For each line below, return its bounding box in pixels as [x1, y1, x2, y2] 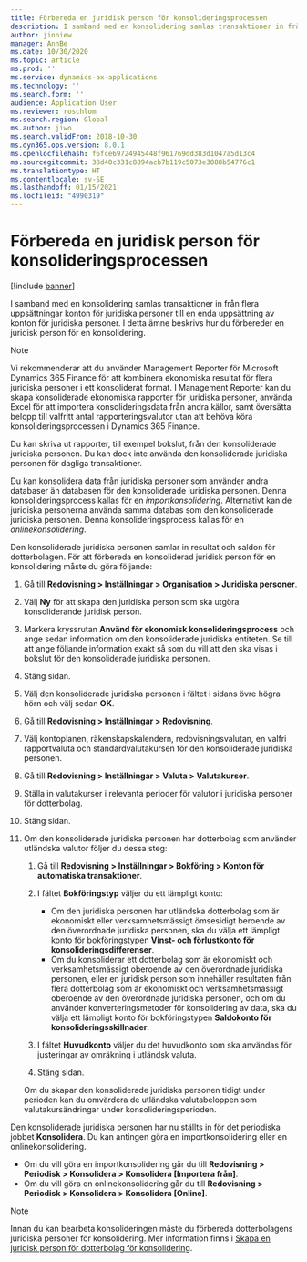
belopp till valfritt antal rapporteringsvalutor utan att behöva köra [10, 411, 253, 422]
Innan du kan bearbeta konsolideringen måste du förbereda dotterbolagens [10, 1223, 293, 1234]
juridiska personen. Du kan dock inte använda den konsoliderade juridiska [10, 448, 288, 459]
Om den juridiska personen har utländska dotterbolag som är [50, 905, 280, 916]
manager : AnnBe [10, 38, 68, 48]
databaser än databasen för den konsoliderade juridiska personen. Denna [10, 485, 287, 495]
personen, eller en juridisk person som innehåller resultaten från [50, 973, 292, 984]
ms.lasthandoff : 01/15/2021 [10, 183, 118, 193]
